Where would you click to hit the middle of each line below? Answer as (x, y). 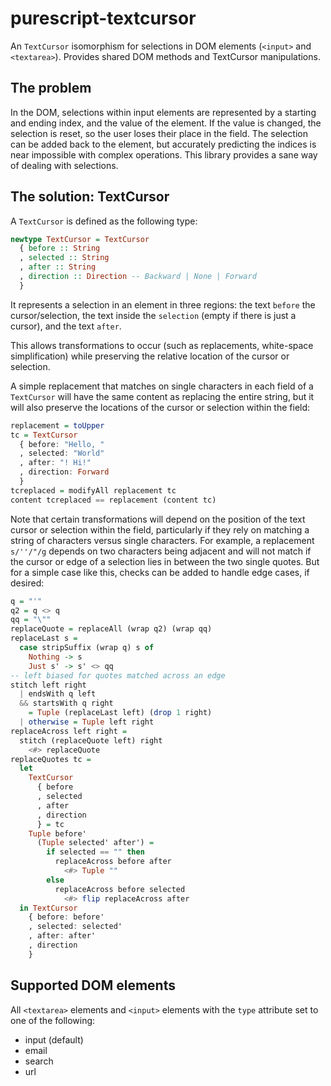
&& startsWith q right (66, 703)
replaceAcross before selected (120, 889)
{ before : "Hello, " (62, 444)
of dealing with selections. (64, 165)
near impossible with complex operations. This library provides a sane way (164, 154)
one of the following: (53, 1020)
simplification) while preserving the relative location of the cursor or (150, 356)
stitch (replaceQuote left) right (91, 740)
